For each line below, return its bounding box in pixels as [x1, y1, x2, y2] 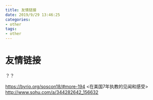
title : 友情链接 [5, 7, 37, 13]
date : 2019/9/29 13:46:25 [5, 12, 60, 17]
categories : [5, 17, 30, 22]
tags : [5, 27, 17, 32]
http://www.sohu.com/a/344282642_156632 [5, 89, 99, 95]
